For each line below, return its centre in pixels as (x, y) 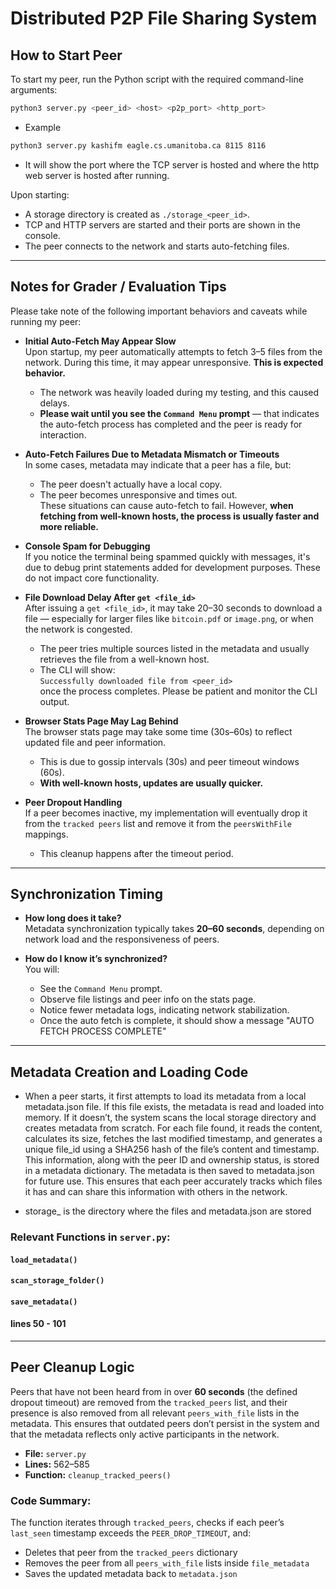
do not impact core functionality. (92, 578)
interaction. (63, 434)
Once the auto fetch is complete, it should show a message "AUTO (177, 1021)
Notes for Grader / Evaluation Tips (118, 287)
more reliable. (69, 526)
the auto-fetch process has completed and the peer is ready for (171, 424)
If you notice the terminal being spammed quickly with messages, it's (167, 556)
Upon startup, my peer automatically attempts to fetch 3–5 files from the (173, 351)
